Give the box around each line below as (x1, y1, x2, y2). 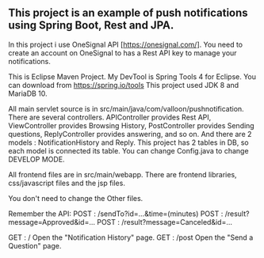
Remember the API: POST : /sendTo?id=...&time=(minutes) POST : (8, 209, 224, 218)
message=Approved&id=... (8, 217, 95, 226)
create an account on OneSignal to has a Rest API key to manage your (8, 47, 237, 58)
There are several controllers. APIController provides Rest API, (8, 112, 212, 122)
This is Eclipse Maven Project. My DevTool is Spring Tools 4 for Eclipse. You (8, 71, 256, 82)
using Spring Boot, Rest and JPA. (8, 19, 174, 32)
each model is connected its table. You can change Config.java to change (8, 146, 249, 155)
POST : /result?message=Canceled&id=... (96, 217, 232, 226)
